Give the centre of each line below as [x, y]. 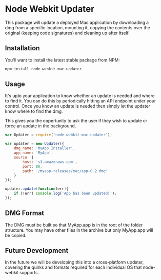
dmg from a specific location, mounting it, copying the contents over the [78, 27]
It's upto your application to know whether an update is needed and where [80, 96]
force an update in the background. [40, 126]
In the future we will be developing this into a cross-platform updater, [74, 262]
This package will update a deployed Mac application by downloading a [77, 22]
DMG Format [25, 213]
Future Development [37, 250]
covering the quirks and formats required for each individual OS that [74, 267]
